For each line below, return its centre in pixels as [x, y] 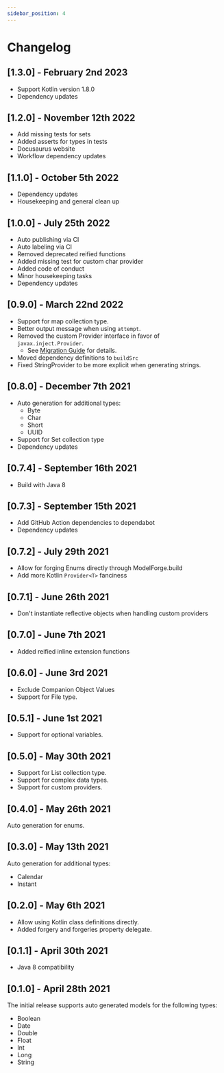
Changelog [39, 47]
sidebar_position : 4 [37, 13]
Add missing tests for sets [54, 134]
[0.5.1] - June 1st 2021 [55, 718]
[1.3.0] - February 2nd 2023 [67, 73]
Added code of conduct [50, 269]
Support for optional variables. [60, 735]
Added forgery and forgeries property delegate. [84, 929]
